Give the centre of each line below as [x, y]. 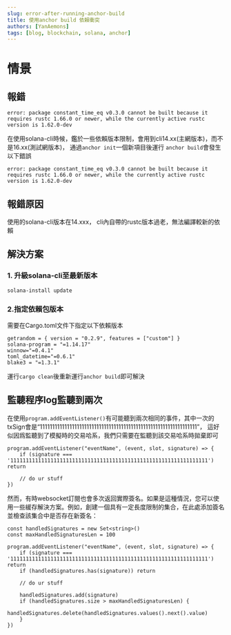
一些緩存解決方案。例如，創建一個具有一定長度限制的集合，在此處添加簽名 [119, 507]
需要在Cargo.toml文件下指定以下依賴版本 [65, 326]
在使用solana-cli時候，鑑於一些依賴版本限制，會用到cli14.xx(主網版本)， [109, 139]
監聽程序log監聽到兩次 [55, 400]
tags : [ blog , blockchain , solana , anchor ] [69, 33]
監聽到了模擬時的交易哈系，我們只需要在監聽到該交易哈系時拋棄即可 [122, 435]
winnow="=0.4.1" [30, 351]
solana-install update [40, 291]
